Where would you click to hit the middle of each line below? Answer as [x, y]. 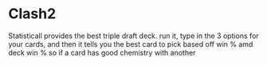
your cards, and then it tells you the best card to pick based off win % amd [131, 44]
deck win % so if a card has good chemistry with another [102, 52]
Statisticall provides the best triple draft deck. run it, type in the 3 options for [133, 36]
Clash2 [32, 14]
